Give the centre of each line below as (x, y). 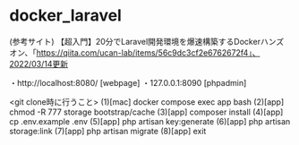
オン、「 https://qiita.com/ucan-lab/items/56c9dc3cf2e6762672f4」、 (135, 52)
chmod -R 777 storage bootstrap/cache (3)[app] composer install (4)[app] (146, 112)
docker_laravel (66, 16)
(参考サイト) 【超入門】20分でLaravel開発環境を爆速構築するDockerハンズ (147, 41)
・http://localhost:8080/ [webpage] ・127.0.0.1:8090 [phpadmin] (128, 82)
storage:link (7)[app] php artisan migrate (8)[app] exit (108, 131)
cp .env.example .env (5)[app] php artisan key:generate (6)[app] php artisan (150, 121)
